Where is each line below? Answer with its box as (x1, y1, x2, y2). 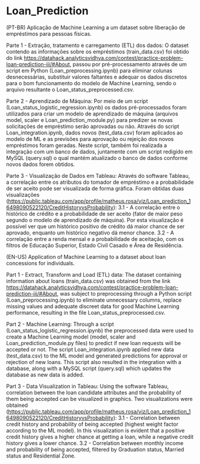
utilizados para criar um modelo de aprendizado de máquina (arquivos (6, 110, 179, 117)
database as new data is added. (6, 371, 85, 378)
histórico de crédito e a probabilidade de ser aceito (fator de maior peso (6, 210, 183, 217)
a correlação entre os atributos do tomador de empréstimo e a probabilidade (6, 178, 194, 186)
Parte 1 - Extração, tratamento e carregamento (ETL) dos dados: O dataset (6, 42, 189, 49)
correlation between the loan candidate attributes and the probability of (6, 388, 182, 396)
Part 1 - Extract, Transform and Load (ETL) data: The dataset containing (6, 271, 182, 278)
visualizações (6, 191, 40, 198)
